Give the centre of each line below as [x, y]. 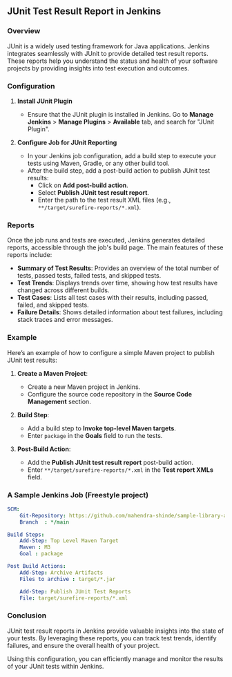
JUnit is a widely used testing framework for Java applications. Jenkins [108, 46]
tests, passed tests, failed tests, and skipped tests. [89, 276]
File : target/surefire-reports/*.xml [74, 598]
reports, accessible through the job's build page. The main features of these [115, 247]
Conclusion [27, 616]
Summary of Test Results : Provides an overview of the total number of [118, 268]
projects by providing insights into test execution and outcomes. [98, 68]
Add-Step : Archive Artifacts [61, 573]
